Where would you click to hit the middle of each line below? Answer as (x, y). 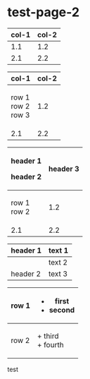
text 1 (58, 250)
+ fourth (51, 344)
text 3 (58, 274)
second (62, 310)
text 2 (58, 262)
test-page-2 (43, 12)
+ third (48, 336)
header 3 (64, 169)
